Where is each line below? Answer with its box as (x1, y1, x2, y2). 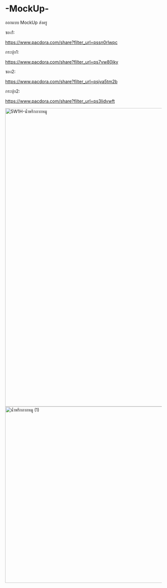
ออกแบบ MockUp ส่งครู (5, 19, 48, 25)
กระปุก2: (5, 88, 20, 94)
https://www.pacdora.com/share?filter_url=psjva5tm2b (5, 78, 118, 85)
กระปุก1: (5, 49, 19, 55)
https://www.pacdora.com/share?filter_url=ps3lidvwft (5, 98, 115, 104)
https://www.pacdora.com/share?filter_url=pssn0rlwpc (5, 39, 118, 45)
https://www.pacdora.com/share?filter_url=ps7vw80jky (5, 59, 118, 65)
